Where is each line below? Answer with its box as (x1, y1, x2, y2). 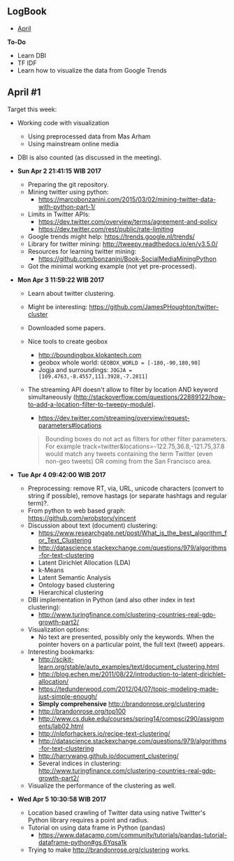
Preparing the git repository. (27, 180, 109, 188)
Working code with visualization (17, 118, 110, 127)
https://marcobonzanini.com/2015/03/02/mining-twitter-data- (38, 195, 217, 204)
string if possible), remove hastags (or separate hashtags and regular (27, 491, 227, 499)
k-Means (38, 566, 64, 574)
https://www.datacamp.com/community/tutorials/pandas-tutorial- (38, 830, 228, 839)
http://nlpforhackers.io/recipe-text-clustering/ (38, 729, 170, 737)
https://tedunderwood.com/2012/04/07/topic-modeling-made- (38, 685, 219, 693)
